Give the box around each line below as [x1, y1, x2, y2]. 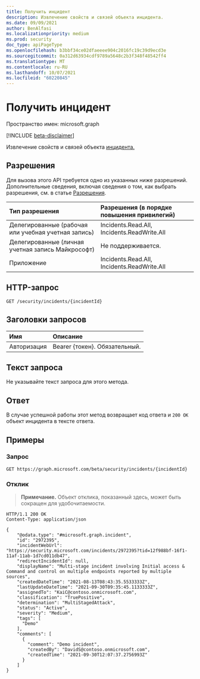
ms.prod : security [6, 36, 52, 42]
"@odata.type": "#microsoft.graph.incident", [17, 532, 132, 539]
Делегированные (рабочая [9, 221, 88, 229]
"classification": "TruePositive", [17, 594, 105, 601]
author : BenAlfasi [6, 25, 52, 32]
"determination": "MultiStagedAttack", [17, 600, 116, 606]
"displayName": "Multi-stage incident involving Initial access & [17, 564, 185, 570]
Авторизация [9, 342, 47, 351]
